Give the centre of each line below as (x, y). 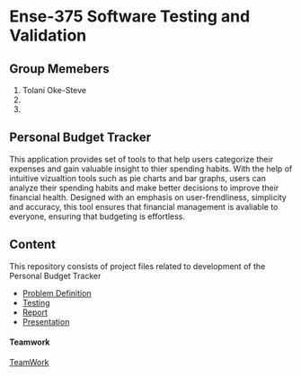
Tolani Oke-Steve (54, 90)
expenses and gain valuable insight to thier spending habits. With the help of (151, 169)
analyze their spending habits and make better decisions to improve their (144, 188)
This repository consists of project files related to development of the (137, 266)
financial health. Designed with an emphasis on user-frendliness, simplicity (148, 197)
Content (33, 245)
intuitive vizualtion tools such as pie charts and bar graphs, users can (138, 178)
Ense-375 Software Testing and (130, 17)
